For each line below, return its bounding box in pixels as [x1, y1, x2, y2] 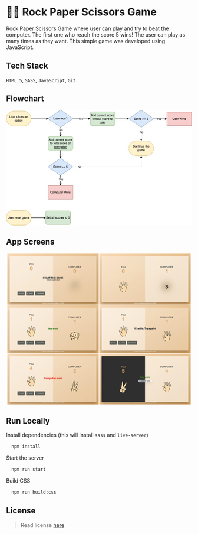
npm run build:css [11, 490, 57, 496]
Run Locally [6, 416, 50, 426]
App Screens [6, 237, 55, 247]
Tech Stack [6, 61, 48, 71]
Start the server [6, 454, 44, 461]
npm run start [11, 467, 46, 473]
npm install [11, 444, 41, 450]
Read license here [20, 521, 65, 528]
